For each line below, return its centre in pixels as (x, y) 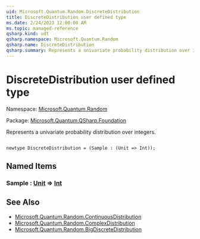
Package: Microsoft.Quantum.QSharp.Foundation (66, 120)
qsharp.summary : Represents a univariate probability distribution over (98, 51)
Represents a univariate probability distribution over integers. (81, 132)
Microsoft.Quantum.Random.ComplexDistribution (75, 223)
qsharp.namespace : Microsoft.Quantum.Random (62, 39)
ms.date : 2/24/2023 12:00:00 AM (46, 23)
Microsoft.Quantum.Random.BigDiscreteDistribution (78, 229)
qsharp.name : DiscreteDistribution (50, 45)
